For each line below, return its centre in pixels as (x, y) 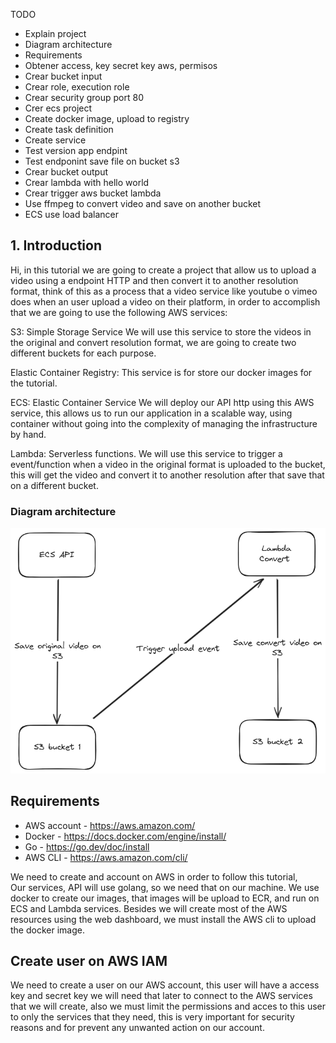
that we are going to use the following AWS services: (119, 312)
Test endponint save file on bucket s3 (102, 161)
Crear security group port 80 (84, 97)
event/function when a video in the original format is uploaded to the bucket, (168, 464)
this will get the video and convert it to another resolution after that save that (167, 475)
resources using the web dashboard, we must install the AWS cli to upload (163, 919)
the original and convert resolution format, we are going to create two (153, 342)
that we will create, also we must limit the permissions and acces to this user (168, 1006)
